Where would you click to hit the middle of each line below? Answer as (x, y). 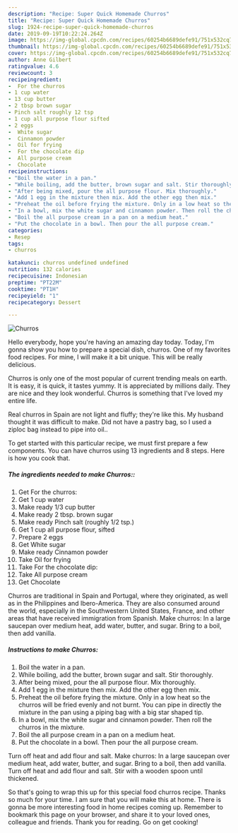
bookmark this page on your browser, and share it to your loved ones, (109, 815)
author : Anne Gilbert (40, 60)
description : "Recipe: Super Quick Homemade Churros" (89, 14)
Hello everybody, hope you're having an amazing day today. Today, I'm (111, 342)
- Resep (19, 237)
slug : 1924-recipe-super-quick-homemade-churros (81, 27)
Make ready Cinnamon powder (63, 552)
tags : (16, 244)
